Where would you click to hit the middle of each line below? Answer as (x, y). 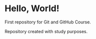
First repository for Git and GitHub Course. (48, 22)
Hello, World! (32, 9)
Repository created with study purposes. (46, 31)
